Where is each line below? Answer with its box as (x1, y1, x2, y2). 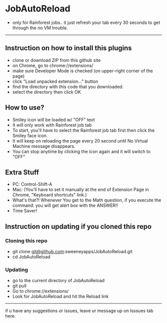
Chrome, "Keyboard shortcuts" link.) (12, 192, 87, 198)
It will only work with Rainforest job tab (12, 122, 92, 128)
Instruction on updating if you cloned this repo (5, 222, 152, 231)
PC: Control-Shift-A (12, 181, 52, 187)
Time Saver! (12, 208, 37, 214)
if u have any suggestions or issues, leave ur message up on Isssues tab (5, 308, 154, 314)
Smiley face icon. (12, 133, 48, 139)
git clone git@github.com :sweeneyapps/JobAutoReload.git (12, 249, 133, 255)
